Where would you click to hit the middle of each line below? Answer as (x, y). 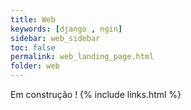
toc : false (33, 47)
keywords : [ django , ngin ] (66, 29)
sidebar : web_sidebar (55, 38)
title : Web (33, 19)
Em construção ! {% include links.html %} (96, 94)
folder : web (35, 66)
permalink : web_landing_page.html (82, 57)
